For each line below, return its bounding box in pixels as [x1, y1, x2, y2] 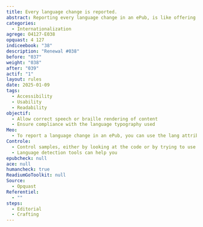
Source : [6, 178, 26, 184]
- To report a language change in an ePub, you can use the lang [11, 133, 180, 139]
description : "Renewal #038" [6, 48, 80, 54]
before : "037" [6, 54, 42, 60]
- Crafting [11, 211, 39, 218]
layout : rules [6, 76, 42, 82]
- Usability [11, 99, 42, 105]
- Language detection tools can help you [11, 150, 118, 156]
